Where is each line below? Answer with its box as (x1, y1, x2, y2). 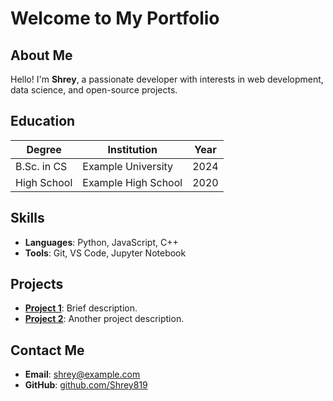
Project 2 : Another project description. (24, 313, 185, 325)
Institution (107, 142, 158, 156)
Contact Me (10, 342, 85, 359)
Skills (10, 210, 45, 227)
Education (10, 113, 76, 130)
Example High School (82, 175, 183, 189)
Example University (82, 159, 174, 173)
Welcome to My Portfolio (10, 7, 220, 30)
